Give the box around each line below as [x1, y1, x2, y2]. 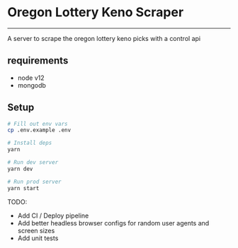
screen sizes [17, 226, 55, 235]
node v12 [17, 73, 45, 82]
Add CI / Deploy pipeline [17, 211, 89, 220]
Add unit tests [17, 234, 59, 242]
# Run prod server [7, 178, 62, 185]
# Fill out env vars [7, 120, 69, 127]
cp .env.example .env [7, 126, 72, 134]
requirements [7, 54, 69, 67]
